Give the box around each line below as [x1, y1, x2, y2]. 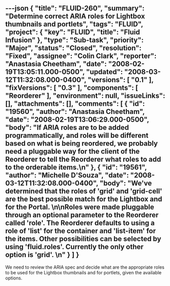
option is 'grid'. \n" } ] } [5, 250, 79, 259]
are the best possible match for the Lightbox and [5, 195, 162, 204]
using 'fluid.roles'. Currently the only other [5, 243, 144, 251]
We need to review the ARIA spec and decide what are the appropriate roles [5, 264, 164, 270]
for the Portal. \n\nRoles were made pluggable [5, 203, 154, 212]
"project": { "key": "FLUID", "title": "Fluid [5, 28, 140, 37]
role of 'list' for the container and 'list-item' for [5, 226, 156, 236]
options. [5, 275, 23, 281]
